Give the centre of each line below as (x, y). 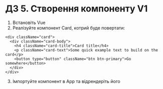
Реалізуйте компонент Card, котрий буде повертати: (69, 27)
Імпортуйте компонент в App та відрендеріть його (66, 81)
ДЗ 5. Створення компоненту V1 (76, 9)
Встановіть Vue (29, 22)
